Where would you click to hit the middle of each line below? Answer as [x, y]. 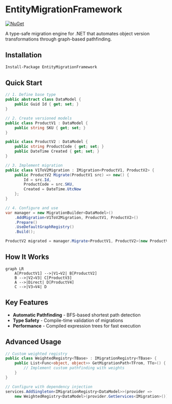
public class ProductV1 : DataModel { [47, 123]
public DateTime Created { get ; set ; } [57, 151]
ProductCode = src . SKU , [49, 185]
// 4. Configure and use [32, 208]
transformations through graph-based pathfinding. [59, 39]
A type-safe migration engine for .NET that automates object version [78, 33]
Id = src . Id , [38, 180]
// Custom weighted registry [36, 354]
